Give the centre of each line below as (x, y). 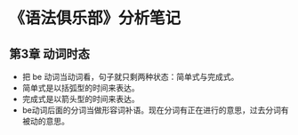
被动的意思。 (45, 121)
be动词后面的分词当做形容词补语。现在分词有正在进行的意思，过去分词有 (155, 110)
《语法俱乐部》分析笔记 (95, 18)
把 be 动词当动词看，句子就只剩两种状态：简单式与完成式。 (130, 77)
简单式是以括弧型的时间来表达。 (81, 88)
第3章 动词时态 (50, 54)
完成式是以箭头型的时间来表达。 (81, 99)
